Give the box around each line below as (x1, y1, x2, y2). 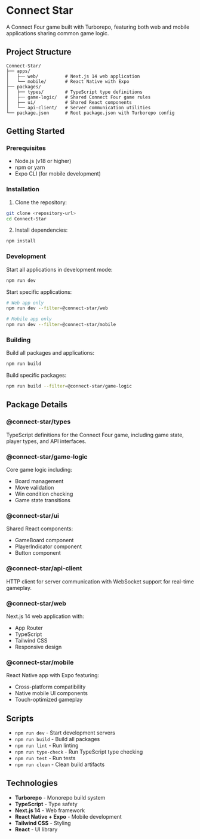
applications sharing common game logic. (6, 29, 109, 36)
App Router (14, 624, 43, 631)
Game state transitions (14, 497, 70, 504)
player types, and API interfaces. (6, 437, 87, 445)
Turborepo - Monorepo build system (14, 794, 106, 801)
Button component (14, 549, 61, 557)
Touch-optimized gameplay (14, 696, 83, 703)
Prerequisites (6, 144, 46, 152)
